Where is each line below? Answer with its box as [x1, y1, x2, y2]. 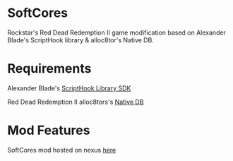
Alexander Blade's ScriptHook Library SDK [7, 83, 131, 93]
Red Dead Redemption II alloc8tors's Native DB [7, 97, 144, 106]
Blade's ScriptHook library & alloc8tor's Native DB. [7, 35, 154, 44]
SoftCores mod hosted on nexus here [7, 145, 116, 154]
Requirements [7, 61, 92, 77]
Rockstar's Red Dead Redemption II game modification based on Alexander [7, 28, 226, 37]
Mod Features [7, 122, 90, 138]
